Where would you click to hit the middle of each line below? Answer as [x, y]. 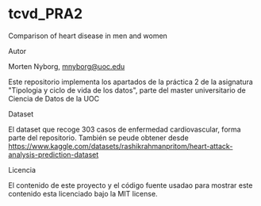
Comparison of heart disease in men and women [88, 36]
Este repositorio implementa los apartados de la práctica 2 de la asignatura [131, 82]
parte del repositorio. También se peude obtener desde [98, 137]
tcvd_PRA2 [46, 14]
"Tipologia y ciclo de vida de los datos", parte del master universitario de [127, 90]
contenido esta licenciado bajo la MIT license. [83, 193]
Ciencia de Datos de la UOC [54, 98]
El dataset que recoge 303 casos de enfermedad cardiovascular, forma [125, 129]
